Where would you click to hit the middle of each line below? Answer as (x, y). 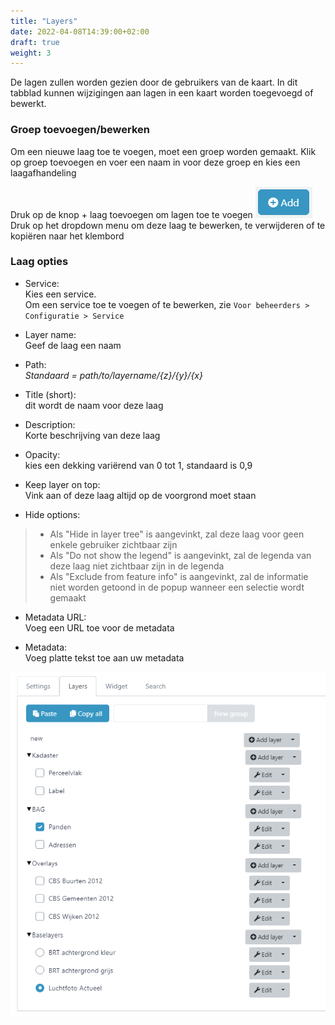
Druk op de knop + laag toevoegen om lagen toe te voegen (131, 214)
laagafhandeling (43, 172)
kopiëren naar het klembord (67, 236)
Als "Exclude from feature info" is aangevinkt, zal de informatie (179, 576)
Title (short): (50, 394)
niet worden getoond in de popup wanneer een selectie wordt (177, 587)
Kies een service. (60, 294)
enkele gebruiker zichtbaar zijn (113, 544)
